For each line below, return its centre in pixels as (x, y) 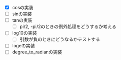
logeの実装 (23, 46)
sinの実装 (22, 14)
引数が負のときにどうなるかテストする (60, 39)
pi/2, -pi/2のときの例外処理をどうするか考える (68, 26)
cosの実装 (23, 7)
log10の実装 (24, 33)
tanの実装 (22, 20)
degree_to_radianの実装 (37, 52)
